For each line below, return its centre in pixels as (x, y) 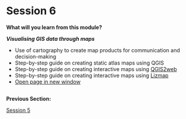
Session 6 (31, 11)
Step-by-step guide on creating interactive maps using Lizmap (92, 75)
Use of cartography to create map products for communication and (97, 50)
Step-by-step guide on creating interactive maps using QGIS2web (96, 69)
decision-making (35, 56)
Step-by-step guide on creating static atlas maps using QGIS (89, 63)
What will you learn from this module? (54, 27)
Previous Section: (29, 99)
